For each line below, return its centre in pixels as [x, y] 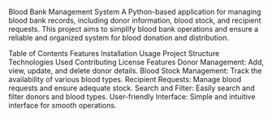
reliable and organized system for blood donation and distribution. [119, 37]
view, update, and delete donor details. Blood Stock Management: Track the [135, 71]
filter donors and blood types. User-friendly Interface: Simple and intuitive [132, 96]
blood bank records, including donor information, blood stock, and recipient [135, 20]
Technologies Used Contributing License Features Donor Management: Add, [136, 62]
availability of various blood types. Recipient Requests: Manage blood [125, 79]
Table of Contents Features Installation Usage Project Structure [114, 53]
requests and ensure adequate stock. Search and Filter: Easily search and [132, 88]
